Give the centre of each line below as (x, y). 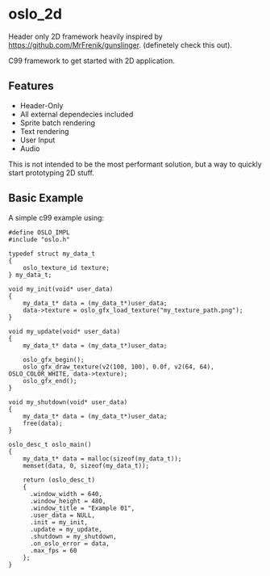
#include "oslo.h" (39, 239)
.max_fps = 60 (54, 550)
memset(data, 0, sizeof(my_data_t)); (86, 465)
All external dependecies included (77, 114)
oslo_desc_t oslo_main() (50, 444)
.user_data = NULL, (62, 515)
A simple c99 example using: (56, 217)
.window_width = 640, (66, 494)
